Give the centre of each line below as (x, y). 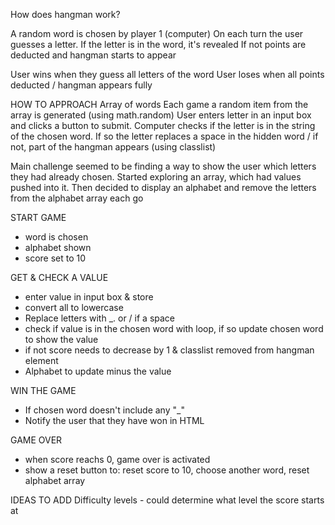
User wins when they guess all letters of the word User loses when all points (167, 74)
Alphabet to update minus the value (98, 371)
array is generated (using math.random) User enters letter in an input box (161, 115)
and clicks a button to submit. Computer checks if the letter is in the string (163, 125)
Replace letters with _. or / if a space (100, 318)
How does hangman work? (65, 14)
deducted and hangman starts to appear (93, 55)
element (41, 360)
